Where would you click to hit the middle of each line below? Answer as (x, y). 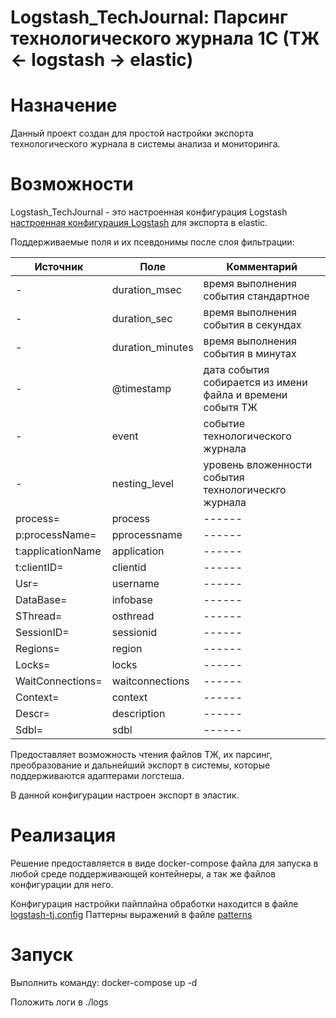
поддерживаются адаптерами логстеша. (97, 776)
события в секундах (252, 325)
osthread (133, 616)
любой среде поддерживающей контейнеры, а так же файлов (143, 874)
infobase (132, 600)
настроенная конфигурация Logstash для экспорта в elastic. (139, 223)
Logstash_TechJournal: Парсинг (149, 17)
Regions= (37, 649)
